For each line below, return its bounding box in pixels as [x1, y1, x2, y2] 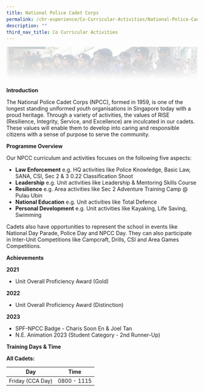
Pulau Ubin [15, 191, 43, 199]
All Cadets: [6, 354, 35, 362]
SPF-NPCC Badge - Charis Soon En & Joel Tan [15, 325, 132, 332]
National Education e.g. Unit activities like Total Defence [15, 198, 157, 205]
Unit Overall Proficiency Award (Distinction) [15, 301, 124, 308]
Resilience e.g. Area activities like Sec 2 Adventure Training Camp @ [15, 185, 188, 193]
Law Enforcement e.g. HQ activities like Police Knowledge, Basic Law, [15, 166, 191, 173]
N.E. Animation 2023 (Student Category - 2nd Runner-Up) [15, 331, 161, 339]
